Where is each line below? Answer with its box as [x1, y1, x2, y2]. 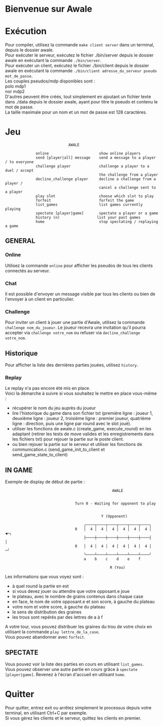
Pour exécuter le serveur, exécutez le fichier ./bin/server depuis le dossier [5, 52, 154, 58]
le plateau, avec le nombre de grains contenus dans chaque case [12, 594, 143, 600]
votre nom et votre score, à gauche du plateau [12, 604, 106, 610]
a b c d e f [83, 557, 141, 562]
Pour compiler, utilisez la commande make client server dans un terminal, [5, 42, 155, 48]
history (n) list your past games [36, 215, 141, 220]
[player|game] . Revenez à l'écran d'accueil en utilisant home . [5, 672, 125, 678]
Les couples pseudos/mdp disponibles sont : [5, 78, 95, 84]
